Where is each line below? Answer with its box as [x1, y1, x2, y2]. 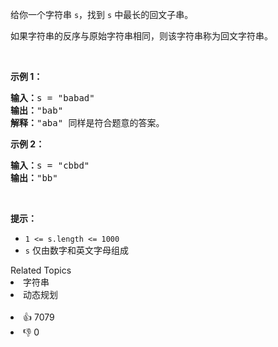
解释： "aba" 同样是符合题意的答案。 [10, 118, 165, 128]
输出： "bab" [10, 105, 64, 116]
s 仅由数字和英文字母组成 [24, 244, 129, 256]
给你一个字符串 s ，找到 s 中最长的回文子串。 [10, 9, 194, 20]
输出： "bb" [10, 173, 58, 183]
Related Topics [10, 264, 72, 276]
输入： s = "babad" [10, 93, 95, 103]
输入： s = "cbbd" [10, 160, 90, 171]
